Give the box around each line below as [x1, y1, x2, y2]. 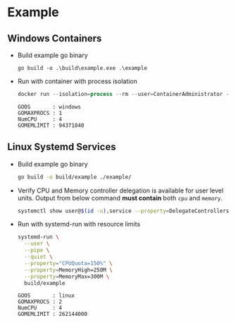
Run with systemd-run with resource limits [17, 220, 141, 228]
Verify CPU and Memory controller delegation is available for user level [17, 186, 224, 195]
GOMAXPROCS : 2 [17, 298, 63, 305]
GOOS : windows [17, 103, 81, 110]
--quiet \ [24, 253, 53, 261]
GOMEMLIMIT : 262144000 [17, 311, 88, 318]
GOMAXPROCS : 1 [17, 109, 63, 116]
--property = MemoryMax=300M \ [24, 273, 110, 280]
